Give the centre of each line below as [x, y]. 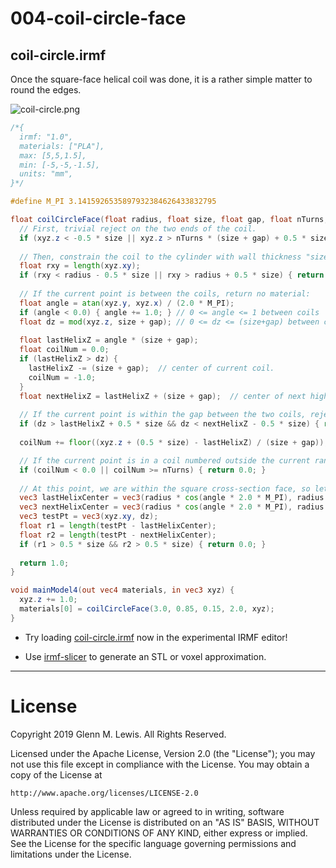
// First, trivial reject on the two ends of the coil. [138, 228]
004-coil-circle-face [98, 18]
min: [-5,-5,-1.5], [60, 165]
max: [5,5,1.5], [53, 155]
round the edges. [46, 90]
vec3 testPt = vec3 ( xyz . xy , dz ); [89, 517]
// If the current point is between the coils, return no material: [165, 294]
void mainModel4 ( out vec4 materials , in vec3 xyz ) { [122, 590]
